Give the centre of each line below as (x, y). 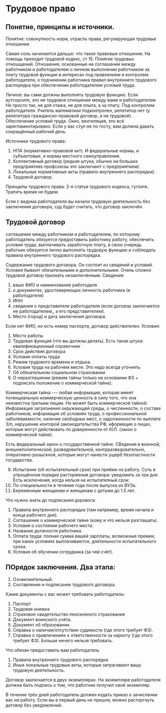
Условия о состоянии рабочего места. (53, 525)
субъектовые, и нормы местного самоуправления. (66, 156)
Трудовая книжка (31, 609)
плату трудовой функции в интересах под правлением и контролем (77, 74)
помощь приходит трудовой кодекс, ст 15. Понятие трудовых (70, 59)
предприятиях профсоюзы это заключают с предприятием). (77, 166)
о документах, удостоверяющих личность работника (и (71, 290)
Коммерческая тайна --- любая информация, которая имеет (70, 392)
